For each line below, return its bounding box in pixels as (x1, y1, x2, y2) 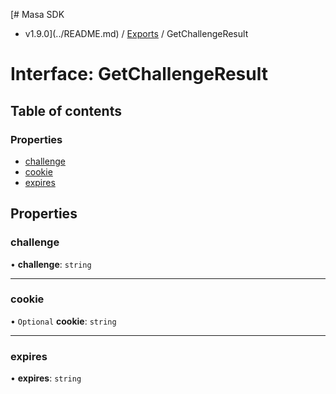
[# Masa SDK (10, 9, 65, 20)
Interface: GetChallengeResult (10, 63, 268, 86)
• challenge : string (10, 258, 92, 270)
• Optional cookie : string (10, 315, 117, 327)
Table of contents (10, 102, 122, 119)
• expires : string (10, 372, 82, 384)
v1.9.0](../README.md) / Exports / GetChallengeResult (24, 28, 249, 39)
